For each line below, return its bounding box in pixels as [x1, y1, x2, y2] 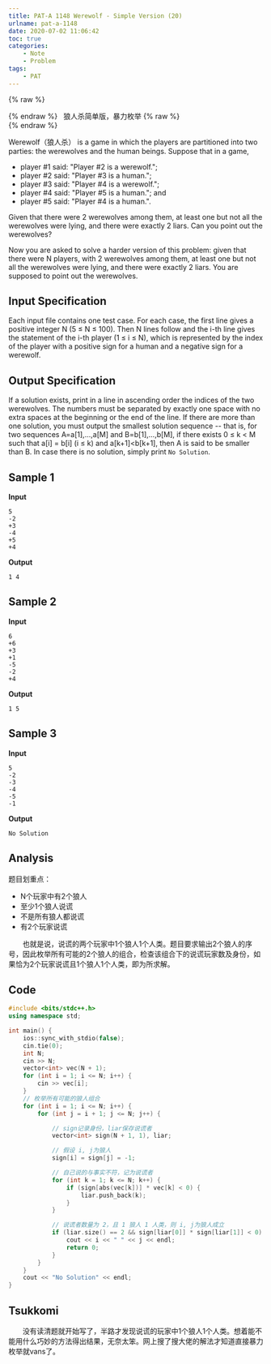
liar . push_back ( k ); [80, 1191, 147, 1199]
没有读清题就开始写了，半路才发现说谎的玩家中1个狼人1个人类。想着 [23, 1327, 248, 1336]
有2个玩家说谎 [19, 921, 68, 931]
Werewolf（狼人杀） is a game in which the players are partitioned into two [8, 137, 258, 147]
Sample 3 [8, 727, 57, 740]
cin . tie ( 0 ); [23, 1041, 63, 1050]
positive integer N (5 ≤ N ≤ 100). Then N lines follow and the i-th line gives [8, 324, 256, 334]
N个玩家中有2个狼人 [19, 891, 87, 901]
